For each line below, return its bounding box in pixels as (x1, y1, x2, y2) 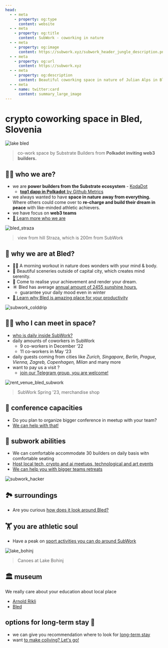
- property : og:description (14, 73, 72, 78)
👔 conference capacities (5, 404, 83, 412)
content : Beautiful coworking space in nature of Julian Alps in (18, 77, 157, 82)
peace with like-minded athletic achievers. (12, 204, 100, 211)
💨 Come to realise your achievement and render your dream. (12, 278, 137, 284)
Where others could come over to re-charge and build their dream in (12, 199, 156, 205)
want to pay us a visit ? (12, 364, 60, 370)
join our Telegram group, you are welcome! (19, 370, 109, 376)
